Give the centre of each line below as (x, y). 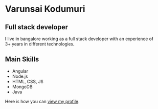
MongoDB (22, 87)
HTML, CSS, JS (28, 81)
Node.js (20, 76)
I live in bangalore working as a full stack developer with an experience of (79, 39)
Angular (20, 71)
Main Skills (22, 59)
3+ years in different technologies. (40, 44)
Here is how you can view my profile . (42, 101)
